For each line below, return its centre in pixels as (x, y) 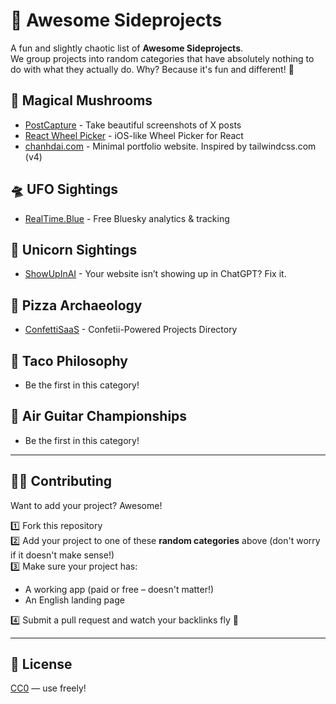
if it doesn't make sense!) (62, 555)
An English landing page (74, 600)
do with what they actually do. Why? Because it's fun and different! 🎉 (152, 69)
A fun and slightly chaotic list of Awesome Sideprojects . (127, 48)
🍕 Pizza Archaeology (76, 305)
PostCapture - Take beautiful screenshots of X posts (133, 125)
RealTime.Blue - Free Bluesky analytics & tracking (127, 218)
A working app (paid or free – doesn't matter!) (119, 589)
